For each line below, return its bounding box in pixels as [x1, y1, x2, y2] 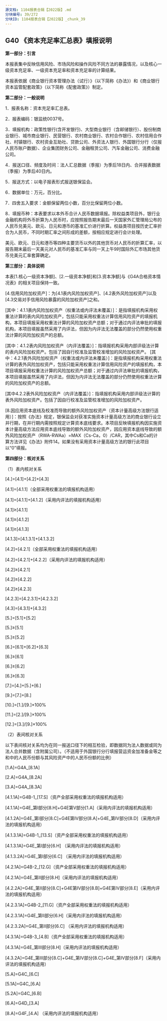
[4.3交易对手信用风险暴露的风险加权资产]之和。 [5, 297, 102, 303]
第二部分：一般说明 [5, 95, 45, 101]
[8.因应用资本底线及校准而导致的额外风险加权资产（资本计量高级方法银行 [5, 407, 155, 414]
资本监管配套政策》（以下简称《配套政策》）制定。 [5, 84, 105, 90]
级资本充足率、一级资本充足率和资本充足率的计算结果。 [5, 67, 118, 73]
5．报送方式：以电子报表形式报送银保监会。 [5, 179, 95, 185]
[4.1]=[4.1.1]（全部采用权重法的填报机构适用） [5, 487, 98, 493]
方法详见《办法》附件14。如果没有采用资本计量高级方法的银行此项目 [9, 439, 149, 445]
